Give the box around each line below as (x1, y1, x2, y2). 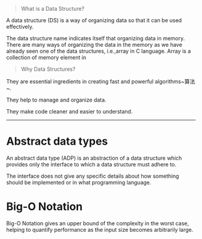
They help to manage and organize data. (6, 96, 106, 103)
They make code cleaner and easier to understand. (6, 108, 133, 115)
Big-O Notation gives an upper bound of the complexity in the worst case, (6, 219, 189, 227)
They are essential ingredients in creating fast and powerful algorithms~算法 (6, 78, 195, 85)
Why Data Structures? (20, 65, 76, 73)
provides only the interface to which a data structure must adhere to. (6, 160, 177, 168)
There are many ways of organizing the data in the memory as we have (6, 41, 182, 48)
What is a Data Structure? (20, 5, 85, 12)
